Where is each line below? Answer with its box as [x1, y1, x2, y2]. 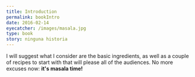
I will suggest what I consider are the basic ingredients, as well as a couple [6, 53, 189, 59]
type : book [6, 31, 33, 37]
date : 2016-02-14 [6, 20, 49, 25]
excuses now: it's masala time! [6, 65, 83, 72]
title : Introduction [6, 8, 58, 15]
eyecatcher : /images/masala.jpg [6, 25, 86, 31]
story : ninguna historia [6, 36, 68, 42]
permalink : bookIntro [6, 14, 60, 20]
